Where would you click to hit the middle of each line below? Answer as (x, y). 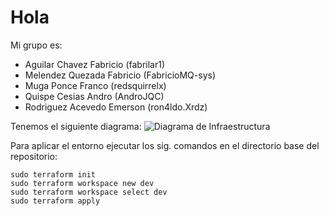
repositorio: (34, 156)
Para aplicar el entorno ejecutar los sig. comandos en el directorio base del (165, 145)
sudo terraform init (53, 174)
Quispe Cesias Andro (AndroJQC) (94, 96)
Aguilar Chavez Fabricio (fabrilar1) (95, 64)
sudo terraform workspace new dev (82, 183)
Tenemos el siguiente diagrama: (76, 126)
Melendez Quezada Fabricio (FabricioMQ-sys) (120, 75)
